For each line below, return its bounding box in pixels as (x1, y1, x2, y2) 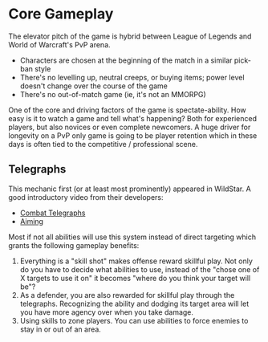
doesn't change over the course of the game (19, 81, 169, 91)
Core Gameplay (8, 5, 114, 23)
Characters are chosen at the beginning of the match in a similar (19, 55, 233, 65)
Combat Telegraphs (19, 208, 86, 218)
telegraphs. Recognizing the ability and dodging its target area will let (19, 299, 250, 308)
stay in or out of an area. (19, 324, 102, 334)
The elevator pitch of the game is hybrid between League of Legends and (8, 31, 252, 41)
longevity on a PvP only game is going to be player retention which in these (8, 130, 258, 140)
